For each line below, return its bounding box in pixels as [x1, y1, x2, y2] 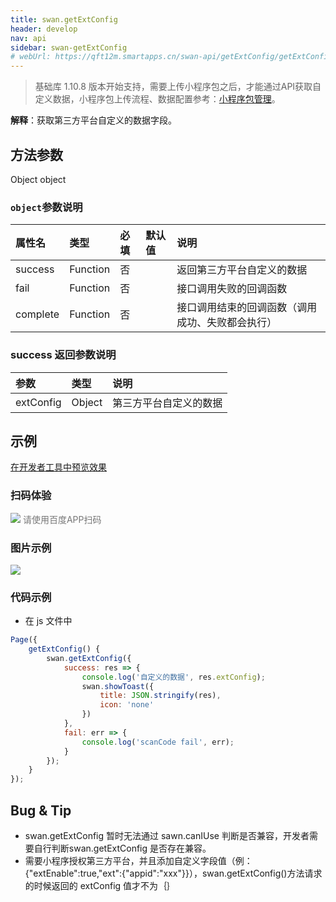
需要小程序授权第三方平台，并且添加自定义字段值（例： [24, 855, 253, 867]
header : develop [10, 24, 78, 34]
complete [15, 307, 60, 321]
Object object [10, 173, 67, 185]
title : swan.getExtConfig [10, 14, 118, 25]
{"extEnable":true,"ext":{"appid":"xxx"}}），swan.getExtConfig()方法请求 [24, 867, 323, 880]
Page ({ [10, 635, 38, 645]
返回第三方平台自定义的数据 [176, 263, 308, 277]
